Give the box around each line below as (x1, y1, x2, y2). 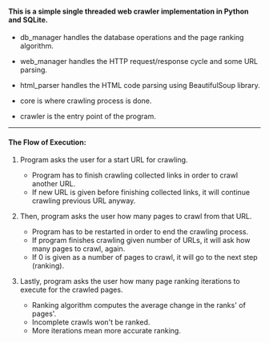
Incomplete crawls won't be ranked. (31, 317, 151, 327)
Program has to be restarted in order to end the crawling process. (31, 227, 249, 237)
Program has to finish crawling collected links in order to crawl (31, 170, 239, 180)
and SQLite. (8, 14, 48, 24)
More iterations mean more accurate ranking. (31, 326, 182, 336)
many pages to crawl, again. (31, 244, 126, 253)
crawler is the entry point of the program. (19, 112, 156, 122)
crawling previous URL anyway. (31, 196, 136, 205)
